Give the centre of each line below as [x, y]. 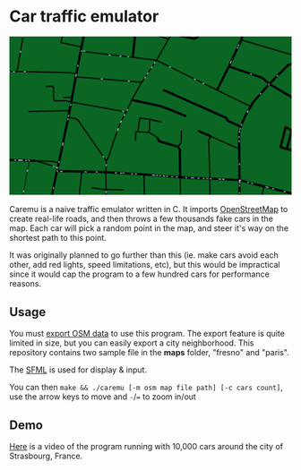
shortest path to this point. [58, 238]
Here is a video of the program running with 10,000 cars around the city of [146, 447]
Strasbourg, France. [46, 456]
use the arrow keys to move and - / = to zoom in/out [103, 397]
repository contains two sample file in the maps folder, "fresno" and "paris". [149, 353]
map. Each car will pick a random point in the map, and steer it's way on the [149, 228]
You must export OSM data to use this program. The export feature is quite [147, 334]
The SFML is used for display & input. [78, 370]
